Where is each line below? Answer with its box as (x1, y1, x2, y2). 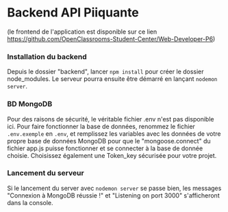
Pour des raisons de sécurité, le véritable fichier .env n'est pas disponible (7, 115, 214, 123)
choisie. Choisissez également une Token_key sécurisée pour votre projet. (7, 151, 217, 159)
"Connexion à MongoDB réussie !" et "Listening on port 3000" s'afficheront (7, 191, 220, 200)
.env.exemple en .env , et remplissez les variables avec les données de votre (7, 129, 221, 138)
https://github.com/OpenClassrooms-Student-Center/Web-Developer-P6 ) (7, 34, 216, 43)
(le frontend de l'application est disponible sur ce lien (7, 27, 157, 36)
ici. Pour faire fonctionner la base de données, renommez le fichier (7, 122, 195, 130)
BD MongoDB (7, 99, 53, 109)
